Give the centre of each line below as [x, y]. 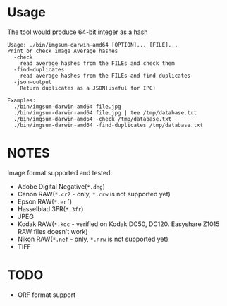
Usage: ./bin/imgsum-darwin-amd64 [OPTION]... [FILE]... [93, 45]
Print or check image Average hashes [63, 51]
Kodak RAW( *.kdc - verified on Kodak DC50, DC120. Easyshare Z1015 [118, 224]
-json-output [33, 82]
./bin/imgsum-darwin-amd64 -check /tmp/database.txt [93, 119]
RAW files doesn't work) [53, 231]
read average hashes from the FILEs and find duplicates [105, 76]
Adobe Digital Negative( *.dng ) [61, 186]
